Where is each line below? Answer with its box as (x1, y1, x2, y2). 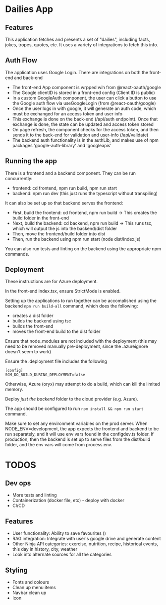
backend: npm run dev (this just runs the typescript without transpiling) (12, 190, 158, 196)
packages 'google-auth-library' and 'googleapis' (12, 142, 112, 148)
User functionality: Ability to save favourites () (12, 530, 107, 536)
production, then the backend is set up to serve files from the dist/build (5, 436, 151, 442)
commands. (5, 251, 30, 257)
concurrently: (5, 175, 33, 181)
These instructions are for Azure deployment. (5, 279, 98, 285)
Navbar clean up (12, 590, 47, 596)
